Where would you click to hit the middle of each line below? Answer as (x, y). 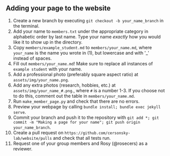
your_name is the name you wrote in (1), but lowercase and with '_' (81, 53)
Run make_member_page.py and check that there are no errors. (76, 101)
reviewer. (23, 148)
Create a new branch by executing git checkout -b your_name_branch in (88, 20)
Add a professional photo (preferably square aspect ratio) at (76, 74)
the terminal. (26, 26)
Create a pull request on (38, 132)
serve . (19, 112)
